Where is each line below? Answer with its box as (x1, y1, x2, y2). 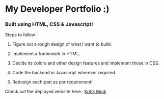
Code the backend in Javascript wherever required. (12, 70, 117, 76)
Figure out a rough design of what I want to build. (12, 41, 112, 47)
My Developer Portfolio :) (5, 3, 109, 15)
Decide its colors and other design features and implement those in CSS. (12, 60, 160, 66)
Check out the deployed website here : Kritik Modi (5, 89, 107, 95)
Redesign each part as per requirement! (12, 79, 93, 85)
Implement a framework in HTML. (12, 51, 80, 57)
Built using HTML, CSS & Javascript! (5, 21, 93, 28)
